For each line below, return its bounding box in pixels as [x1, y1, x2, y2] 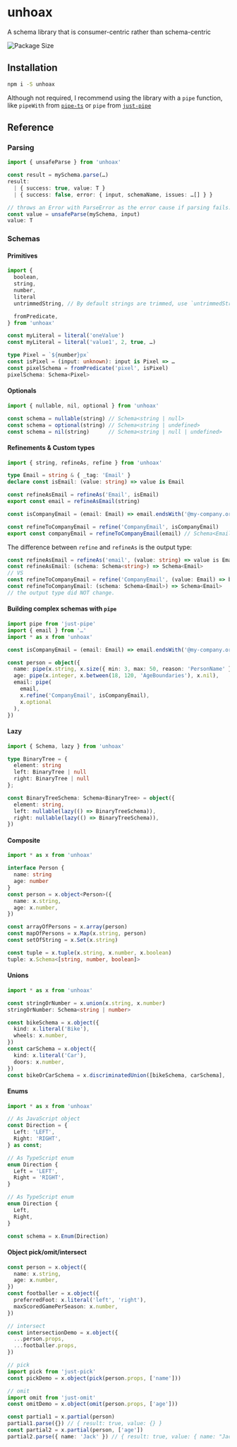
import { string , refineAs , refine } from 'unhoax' [7, 459, 162, 466]
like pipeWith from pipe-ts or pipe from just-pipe [7, 100, 152, 110]
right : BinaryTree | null [13, 776, 90, 783]
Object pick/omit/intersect [7, 1248, 87, 1257]
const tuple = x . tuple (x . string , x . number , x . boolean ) [7, 949, 172, 956]
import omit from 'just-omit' [7, 1394, 97, 1401]
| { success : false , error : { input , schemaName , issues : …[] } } [13, 191, 213, 198]
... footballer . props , [13, 1342, 78, 1349]
